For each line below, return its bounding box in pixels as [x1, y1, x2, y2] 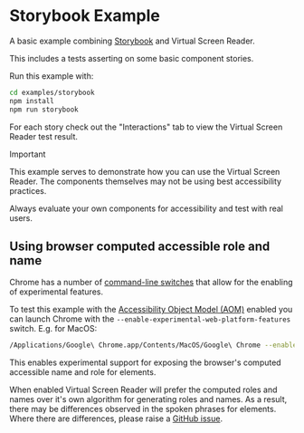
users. [9, 212, 33, 223]
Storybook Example [9, 5, 161, 26]
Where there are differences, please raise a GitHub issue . [9, 413, 223, 424]
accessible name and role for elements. [9, 367, 157, 378]
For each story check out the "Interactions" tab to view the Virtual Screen [9, 121, 283, 132]
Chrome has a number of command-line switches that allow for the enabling [9, 277, 293, 288]
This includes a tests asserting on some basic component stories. [9, 53, 254, 63]
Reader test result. [9, 130, 79, 141]
